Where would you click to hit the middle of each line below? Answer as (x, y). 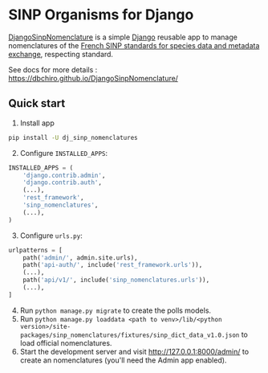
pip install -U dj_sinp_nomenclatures (73, 137)
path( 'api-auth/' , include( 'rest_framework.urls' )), (113, 265)
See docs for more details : (53, 69)
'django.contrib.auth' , (63, 182)
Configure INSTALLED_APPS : (64, 153)
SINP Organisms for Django (101, 15)
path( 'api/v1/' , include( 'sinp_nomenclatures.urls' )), (116, 280)
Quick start (37, 103)
